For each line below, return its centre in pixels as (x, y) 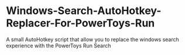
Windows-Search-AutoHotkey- (84, 11)
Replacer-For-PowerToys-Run (80, 23)
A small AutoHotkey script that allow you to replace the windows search (93, 39)
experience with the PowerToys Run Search (59, 46)
